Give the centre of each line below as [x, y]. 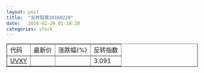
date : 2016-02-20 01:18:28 [43, 23]
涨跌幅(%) [73, 50]
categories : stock [29, 29]
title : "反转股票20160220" [40, 18]
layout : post [23, 12]
